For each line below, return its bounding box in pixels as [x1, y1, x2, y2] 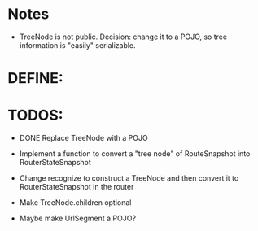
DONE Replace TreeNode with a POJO [19, 133, 148, 143]
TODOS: [7, 107, 63, 124]
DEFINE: [7, 69, 64, 88]
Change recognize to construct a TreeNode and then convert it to [19, 173, 239, 183]
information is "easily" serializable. [19, 40, 136, 50]
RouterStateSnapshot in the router [19, 182, 134, 192]
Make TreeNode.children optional [19, 198, 132, 207]
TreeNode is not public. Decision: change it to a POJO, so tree [19, 32, 228, 41]
